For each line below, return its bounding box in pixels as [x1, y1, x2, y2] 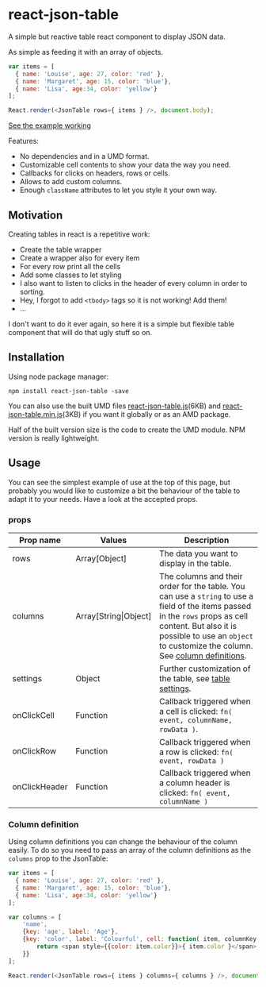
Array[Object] [74, 553, 127, 564]
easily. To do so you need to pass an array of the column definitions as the [8, 846, 252, 855]
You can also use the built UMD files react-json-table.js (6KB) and [8, 401, 222, 411]
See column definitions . [159, 650, 247, 661]
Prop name [18, 534, 61, 546]
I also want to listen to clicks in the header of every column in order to [19, 279, 248, 287]
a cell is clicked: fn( [159, 705, 233, 716]
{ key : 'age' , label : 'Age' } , [22, 927, 119, 936]
